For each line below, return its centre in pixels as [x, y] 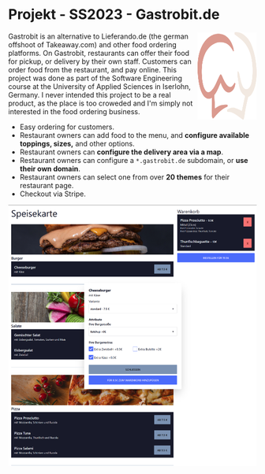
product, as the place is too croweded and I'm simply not [101, 103]
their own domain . [50, 168]
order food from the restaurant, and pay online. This [93, 69]
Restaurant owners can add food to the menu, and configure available [134, 135]
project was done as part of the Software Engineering [95, 78]
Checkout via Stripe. [53, 194]
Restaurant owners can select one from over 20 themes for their [125, 177]
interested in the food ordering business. [74, 111]
